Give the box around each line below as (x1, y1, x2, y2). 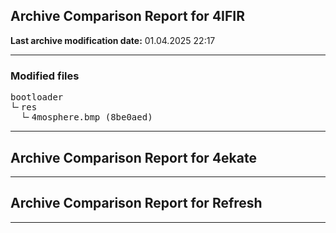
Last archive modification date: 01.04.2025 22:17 (10, 34, 216, 46)
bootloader (10, 92, 64, 103)
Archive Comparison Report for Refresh (10, 195, 263, 212)
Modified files (10, 69, 80, 83)
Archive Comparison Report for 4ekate (10, 149, 257, 166)
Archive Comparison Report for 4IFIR (10, 8, 245, 25)
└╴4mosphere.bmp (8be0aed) (20, 112, 153, 123)
